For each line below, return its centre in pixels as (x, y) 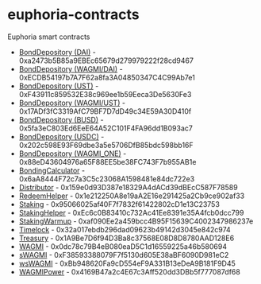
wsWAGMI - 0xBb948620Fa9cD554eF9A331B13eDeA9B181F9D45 (127, 263)
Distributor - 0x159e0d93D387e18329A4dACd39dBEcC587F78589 (129, 187)
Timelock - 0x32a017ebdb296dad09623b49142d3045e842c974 (125, 229)
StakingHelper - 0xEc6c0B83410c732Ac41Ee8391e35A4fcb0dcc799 (131, 212)
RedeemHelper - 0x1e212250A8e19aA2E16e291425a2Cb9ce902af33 (132, 196)
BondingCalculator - (52, 170)
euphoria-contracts (73, 15)
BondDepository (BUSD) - (61, 119)
